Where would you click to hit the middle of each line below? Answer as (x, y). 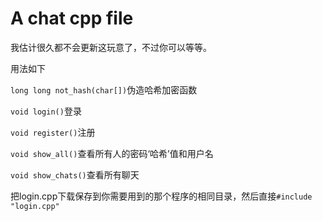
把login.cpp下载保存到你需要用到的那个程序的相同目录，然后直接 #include (161, 196)
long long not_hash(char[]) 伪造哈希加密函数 (104, 89)
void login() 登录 (46, 111)
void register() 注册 (53, 132)
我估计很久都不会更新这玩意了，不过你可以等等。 (111, 47)
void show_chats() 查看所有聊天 (75, 174)
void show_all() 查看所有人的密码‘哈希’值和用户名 (112, 153)
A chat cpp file (72, 18)
